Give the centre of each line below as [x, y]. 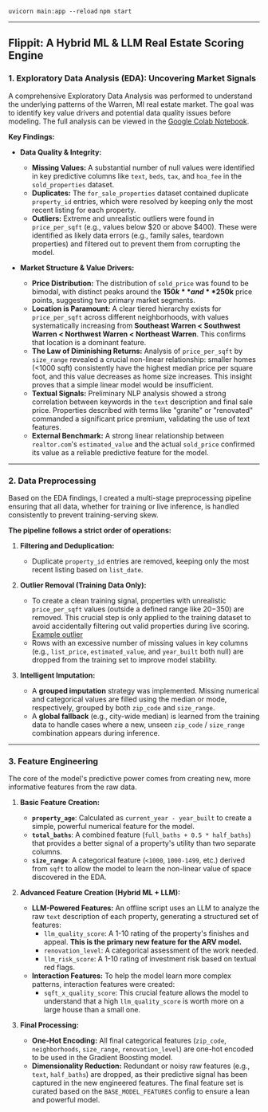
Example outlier [57, 634]
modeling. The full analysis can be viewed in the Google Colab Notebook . [129, 121]
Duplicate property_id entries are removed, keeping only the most [140, 561]
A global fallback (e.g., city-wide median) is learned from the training [146, 716]
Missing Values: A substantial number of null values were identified [143, 167]
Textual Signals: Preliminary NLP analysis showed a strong [129, 393]
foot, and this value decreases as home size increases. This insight [142, 376]
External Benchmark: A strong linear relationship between [128, 435]
